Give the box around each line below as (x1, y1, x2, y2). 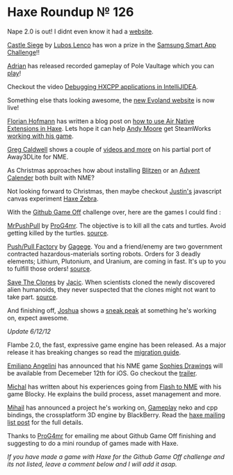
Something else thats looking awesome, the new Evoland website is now (7, 95, 215, 104)
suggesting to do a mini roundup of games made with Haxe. (7, 439, 179, 447)
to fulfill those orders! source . (7, 264, 92, 272)
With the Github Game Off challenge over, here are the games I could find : (7, 208, 221, 216)
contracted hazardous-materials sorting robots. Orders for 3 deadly (7, 249, 201, 258)
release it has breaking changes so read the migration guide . (7, 348, 182, 356)
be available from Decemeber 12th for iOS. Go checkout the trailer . (7, 368, 198, 377)
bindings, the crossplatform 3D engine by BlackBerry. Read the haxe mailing (7, 410, 225, 419)
